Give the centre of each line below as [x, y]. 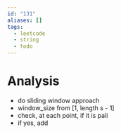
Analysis [33, 81]
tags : [15, 27]
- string [26, 40]
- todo [23, 46]
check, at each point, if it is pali [63, 115]
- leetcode [30, 33]
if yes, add [33, 123]
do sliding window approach [58, 100]
